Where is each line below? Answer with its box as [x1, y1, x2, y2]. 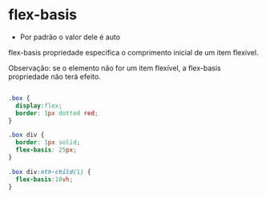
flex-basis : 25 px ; [15, 146, 78, 154]
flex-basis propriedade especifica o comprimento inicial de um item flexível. [8, 47, 259, 57]
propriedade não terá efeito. [8, 71, 102, 81]
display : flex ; [15, 102, 62, 110]
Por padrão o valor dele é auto [19, 32, 121, 42]
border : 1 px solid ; [15, 139, 81, 147]
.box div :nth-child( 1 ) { [8, 168, 91, 176]
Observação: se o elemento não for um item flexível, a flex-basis [8, 63, 222, 73]
